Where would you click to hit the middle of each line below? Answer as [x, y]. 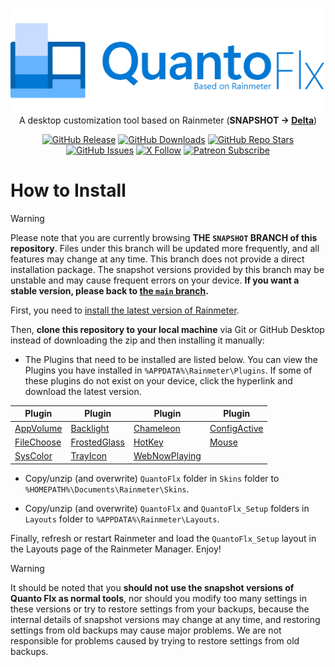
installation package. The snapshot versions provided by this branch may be [167, 269]
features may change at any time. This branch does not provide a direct [157, 259]
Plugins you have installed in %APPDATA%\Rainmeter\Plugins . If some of [168, 370]
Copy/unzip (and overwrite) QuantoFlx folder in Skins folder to [152, 478]
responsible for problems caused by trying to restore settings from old [155, 640]
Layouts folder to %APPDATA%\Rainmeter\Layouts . [122, 519]
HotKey [148, 442]
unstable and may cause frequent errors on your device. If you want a [155, 280]
